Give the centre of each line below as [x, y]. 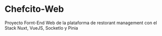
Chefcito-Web [34, 9]
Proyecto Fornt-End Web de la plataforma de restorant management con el [81, 23]
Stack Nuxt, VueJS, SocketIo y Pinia [41, 28]
